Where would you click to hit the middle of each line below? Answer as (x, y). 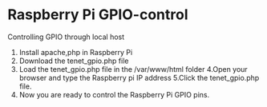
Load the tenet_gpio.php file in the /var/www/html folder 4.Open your (133, 69)
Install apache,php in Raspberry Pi (76, 52)
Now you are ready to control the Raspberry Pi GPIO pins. (114, 94)
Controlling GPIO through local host (66, 37)
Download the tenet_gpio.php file (74, 61)
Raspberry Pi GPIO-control (98, 15)
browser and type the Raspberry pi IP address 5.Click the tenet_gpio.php (139, 77)
